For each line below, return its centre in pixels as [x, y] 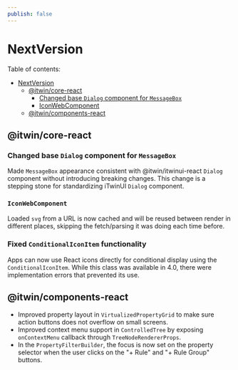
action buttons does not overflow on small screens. [93, 322]
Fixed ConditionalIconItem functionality [77, 244]
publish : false [30, 14]
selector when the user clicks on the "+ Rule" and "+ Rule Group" [114, 352]
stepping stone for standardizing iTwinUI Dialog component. [96, 186]
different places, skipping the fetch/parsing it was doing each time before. [116, 226]
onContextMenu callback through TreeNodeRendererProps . [99, 337]
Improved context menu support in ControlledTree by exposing [110, 329]
